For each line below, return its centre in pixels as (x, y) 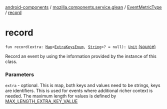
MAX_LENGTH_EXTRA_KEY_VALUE (41, 101)
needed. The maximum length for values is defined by (61, 96)
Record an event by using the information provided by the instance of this (81, 56)
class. (11, 61)
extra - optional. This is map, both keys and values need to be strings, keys (83, 85)
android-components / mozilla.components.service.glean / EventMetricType (83, 7)
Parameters (19, 74)
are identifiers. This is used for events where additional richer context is (79, 91)
